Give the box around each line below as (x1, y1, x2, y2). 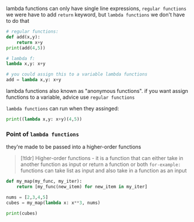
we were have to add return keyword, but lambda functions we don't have (6, 11, 185, 18)
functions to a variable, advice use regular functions (6, 93, 136, 100)
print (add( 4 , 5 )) (6, 45, 46, 51)
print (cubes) (6, 210, 38, 216)
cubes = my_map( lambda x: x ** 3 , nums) (6, 200, 101, 206)
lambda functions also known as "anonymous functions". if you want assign (6, 88, 189, 94)
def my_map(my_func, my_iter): (6, 178, 82, 185)
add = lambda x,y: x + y (6, 77, 61, 83)
